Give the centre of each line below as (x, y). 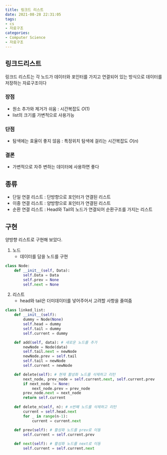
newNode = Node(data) (46, 347)
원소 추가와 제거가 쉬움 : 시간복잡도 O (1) (51, 109)
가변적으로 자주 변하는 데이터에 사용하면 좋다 (56, 167)
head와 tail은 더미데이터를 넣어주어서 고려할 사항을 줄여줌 (76, 301)
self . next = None (41, 285)
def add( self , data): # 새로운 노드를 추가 (56, 342)
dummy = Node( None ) (43, 319)
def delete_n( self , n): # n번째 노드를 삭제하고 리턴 (65, 407)
